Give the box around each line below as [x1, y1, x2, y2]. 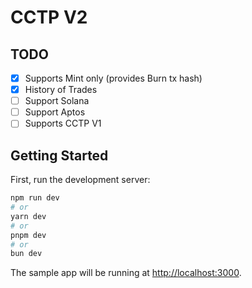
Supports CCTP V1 [24, 117, 102, 130]
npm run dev [10, 193, 60, 203]
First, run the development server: [10, 174, 151, 186]
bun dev [10, 249, 43, 259]
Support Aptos [24, 106, 86, 118]
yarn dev [10, 211, 47, 221]
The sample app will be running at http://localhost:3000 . [10, 267, 242, 279]
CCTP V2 [10, 6, 88, 29]
